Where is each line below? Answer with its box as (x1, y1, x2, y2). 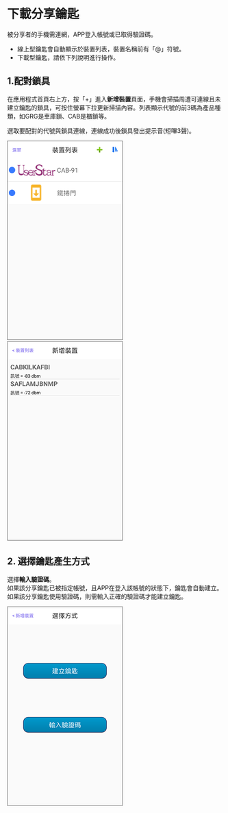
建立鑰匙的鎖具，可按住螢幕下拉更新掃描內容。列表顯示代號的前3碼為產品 (7, 104, 215, 112)
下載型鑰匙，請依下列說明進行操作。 (16, 53, 120, 62)
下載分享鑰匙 (7, 6, 80, 22)
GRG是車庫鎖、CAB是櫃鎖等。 (25, 112, 111, 120)
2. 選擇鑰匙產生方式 (7, 556, 90, 568)
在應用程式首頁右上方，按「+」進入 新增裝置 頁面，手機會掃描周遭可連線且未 (7, 95, 221, 103)
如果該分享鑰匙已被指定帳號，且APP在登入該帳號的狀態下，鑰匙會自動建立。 (7, 583, 223, 592)
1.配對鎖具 (7, 75, 51, 87)
